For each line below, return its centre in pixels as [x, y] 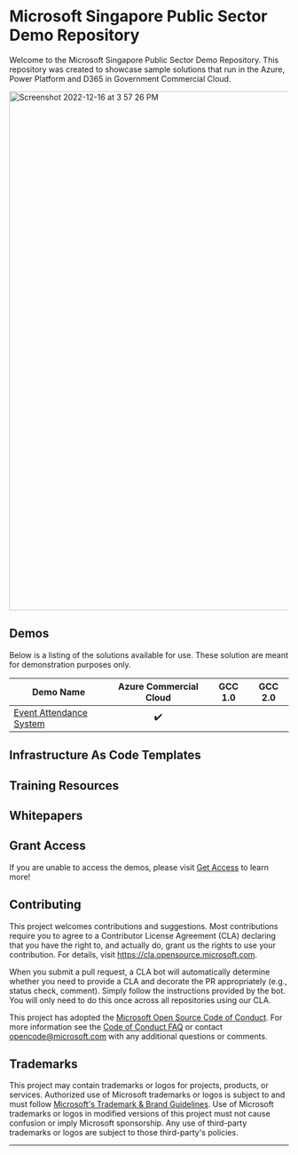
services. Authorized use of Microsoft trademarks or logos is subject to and [147, 1095]
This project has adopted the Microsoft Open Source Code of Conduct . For [146, 1017]
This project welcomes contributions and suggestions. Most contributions [144, 926]
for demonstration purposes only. [70, 664]
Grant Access [47, 846]
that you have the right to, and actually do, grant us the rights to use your [143, 945]
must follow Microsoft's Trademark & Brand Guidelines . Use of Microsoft [141, 1104]
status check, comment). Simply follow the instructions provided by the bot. [148, 991]
